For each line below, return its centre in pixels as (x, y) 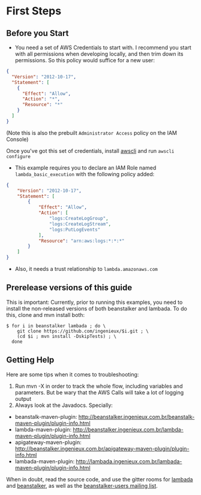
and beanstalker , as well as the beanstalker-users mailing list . (82, 485)
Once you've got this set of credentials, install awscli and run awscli (90, 150)
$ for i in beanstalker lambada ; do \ (56, 326)
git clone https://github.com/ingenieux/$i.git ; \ (83, 331)
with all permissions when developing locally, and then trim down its (99, 54)
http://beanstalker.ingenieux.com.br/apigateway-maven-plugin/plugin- (102, 448)
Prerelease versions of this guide (69, 288)
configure (19, 156)
